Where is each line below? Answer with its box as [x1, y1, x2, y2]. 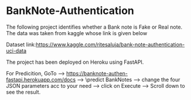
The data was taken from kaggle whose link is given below [6, 29, 148, 36]
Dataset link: [6, 41, 36, 48]
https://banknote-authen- [66, 70, 128, 77]
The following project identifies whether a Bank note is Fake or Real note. [6, 23, 183, 30]
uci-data [6, 47, 27, 54]
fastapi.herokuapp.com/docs [6, 76, 76, 83]
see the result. [6, 88, 41, 95]
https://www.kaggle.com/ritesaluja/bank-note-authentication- [36, 41, 185, 48]
